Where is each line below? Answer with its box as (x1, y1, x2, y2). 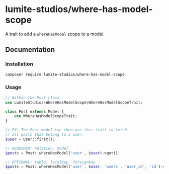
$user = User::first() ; (5, 137, 55, 142)
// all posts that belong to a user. (5, 132, 84, 137)
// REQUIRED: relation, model (5, 146, 69, 151)
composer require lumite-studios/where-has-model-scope (5, 72, 125, 77)
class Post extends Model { (5, 109, 64, 114)
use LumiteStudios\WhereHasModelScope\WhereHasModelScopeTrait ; (5, 100, 143, 105)
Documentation (5, 45, 55, 54)
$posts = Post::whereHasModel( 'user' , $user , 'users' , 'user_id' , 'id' (5, 164, 158, 169)
